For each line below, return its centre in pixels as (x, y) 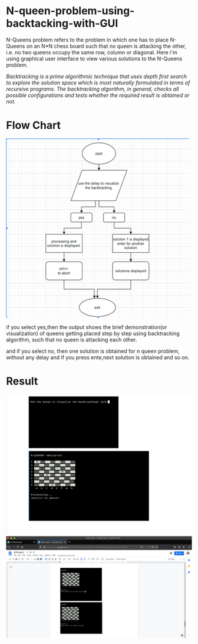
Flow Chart (33, 126)
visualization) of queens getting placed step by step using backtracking (93, 333)
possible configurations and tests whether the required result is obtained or (98, 95)
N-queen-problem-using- (70, 11)
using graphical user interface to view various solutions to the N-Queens (94, 58)
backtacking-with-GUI (62, 23)
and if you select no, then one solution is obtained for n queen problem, (93, 351)
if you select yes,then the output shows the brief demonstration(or (87, 327)
